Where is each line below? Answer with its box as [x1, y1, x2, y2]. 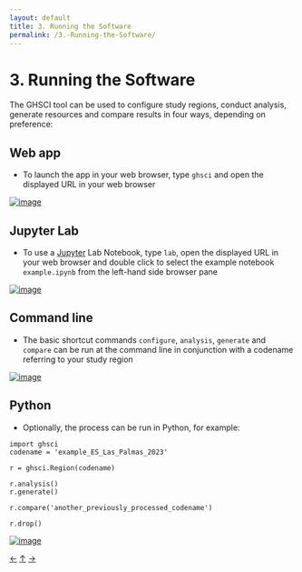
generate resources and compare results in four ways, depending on [9, 109, 266, 120]
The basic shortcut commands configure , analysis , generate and [22, 334, 266, 346]
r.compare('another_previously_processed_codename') [9, 503, 213, 512]
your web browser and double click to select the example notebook [22, 256, 275, 267]
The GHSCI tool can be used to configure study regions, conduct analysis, [9, 99, 287, 110]
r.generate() [9, 487, 59, 497]
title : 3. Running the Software [9, 22, 132, 31]
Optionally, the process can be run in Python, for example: [22, 422, 240, 433]
